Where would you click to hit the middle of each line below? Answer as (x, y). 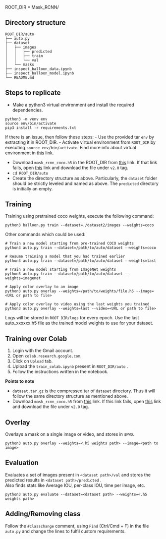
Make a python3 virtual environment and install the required (73, 105)
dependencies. (28, 110)
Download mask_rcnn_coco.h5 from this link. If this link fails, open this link (86, 402)
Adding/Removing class (43, 514)
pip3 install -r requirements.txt (41, 128)
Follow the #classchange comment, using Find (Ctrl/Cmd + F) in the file (77, 526)
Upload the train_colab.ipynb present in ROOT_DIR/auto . (70, 366)
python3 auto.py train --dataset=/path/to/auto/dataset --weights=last (81, 261)
